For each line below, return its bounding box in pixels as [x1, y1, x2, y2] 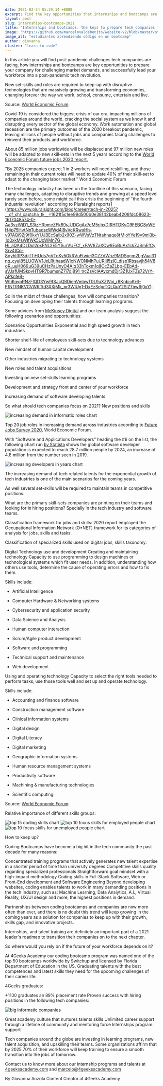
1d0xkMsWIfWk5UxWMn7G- [5, 237, 63, 243]
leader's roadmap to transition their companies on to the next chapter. [5, 934, 145, 940]
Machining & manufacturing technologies [12, 782, 95, 788]
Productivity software [12, 772, 55, 778]
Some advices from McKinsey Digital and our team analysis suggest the [5, 307, 149, 314]
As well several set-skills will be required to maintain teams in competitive [5, 485, 152, 491]
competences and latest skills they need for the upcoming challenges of [5, 968, 149, 974]
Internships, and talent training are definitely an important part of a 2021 [5, 928, 149, 934]
